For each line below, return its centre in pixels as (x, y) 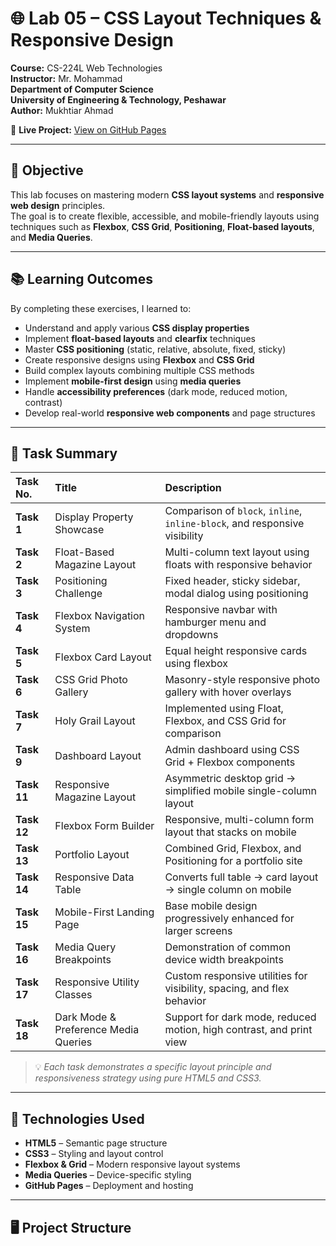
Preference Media (97, 1030)
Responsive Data (94, 877)
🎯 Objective (47, 170)
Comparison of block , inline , (233, 511)
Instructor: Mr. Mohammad (66, 78)
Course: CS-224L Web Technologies (86, 68)
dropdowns (191, 635)
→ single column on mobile (228, 890)
